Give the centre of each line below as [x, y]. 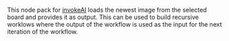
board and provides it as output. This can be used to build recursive [103, 17]
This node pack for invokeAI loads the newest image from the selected [107, 10]
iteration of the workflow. [43, 31]
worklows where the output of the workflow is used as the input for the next [115, 24]
